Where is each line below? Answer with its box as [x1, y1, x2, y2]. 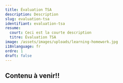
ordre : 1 [5, 48, 23, 53]
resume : [5, 26, 21, 31]
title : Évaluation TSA [5, 7, 52, 12]
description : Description [5, 12, 58, 17]
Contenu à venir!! [5, 71, 60, 80]
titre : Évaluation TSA [9, 35, 56, 40]
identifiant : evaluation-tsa [5, 21, 65, 26]
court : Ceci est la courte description [9, 30, 92, 35]
